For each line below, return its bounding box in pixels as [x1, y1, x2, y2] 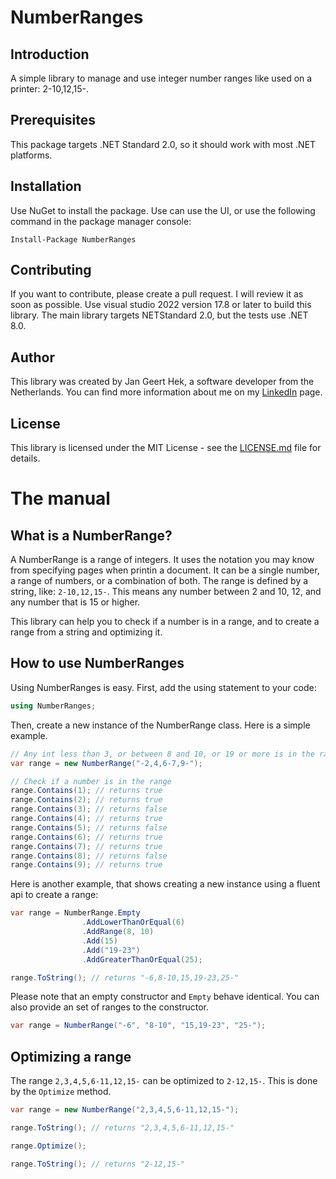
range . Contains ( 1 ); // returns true [10, 786, 163, 796]
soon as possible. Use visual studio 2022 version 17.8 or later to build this [10, 299, 312, 311]
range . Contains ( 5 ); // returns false [10, 822, 168, 833]
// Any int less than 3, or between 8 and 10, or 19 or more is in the [10, 749, 315, 759]
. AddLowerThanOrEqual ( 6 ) [81, 917, 186, 928]
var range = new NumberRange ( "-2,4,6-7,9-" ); [10, 758, 203, 768]
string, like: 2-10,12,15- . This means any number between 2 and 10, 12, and [10, 586, 322, 598]
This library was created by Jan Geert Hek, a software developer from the [10, 376, 315, 388]
